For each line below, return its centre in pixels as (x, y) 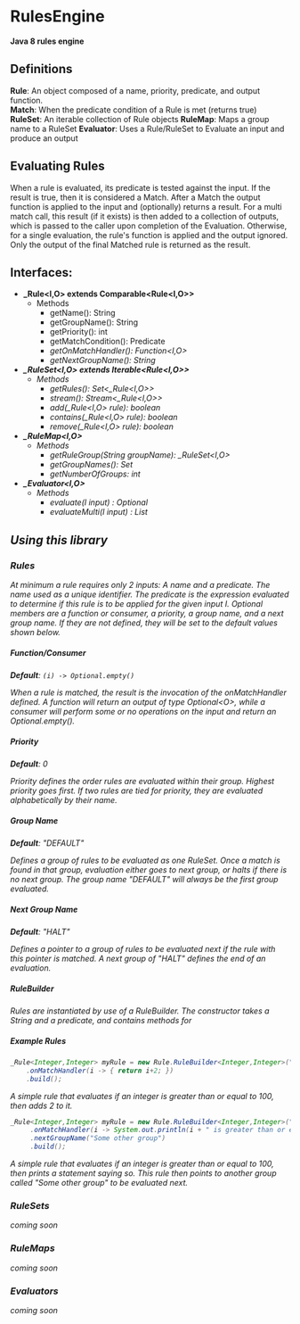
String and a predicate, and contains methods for (101, 1020)
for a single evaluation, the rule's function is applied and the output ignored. (149, 235)
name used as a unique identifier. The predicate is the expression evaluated (150, 594)
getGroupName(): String (94, 322)
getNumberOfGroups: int (95, 474)
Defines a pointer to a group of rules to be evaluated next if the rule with (143, 948)
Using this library (59, 540)
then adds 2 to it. (41, 1105)
